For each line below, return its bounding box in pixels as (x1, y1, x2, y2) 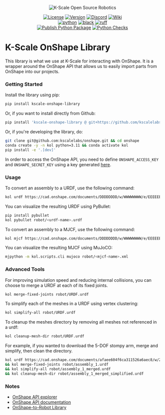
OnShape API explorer (12, 394, 57, 400)
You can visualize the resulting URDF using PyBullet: (5, 203, 111, 209)
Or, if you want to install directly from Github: (5, 111, 96, 117)
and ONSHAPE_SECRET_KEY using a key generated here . (5, 161, 111, 167)
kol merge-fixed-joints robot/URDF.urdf (5, 292, 89, 297)
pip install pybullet (5, 213, 50, 218)
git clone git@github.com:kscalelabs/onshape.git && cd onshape (5, 138, 139, 143)
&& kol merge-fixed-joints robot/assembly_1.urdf (5, 362, 109, 367)
